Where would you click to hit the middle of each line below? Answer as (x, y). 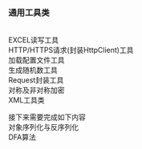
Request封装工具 (36, 80)
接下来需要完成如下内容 (47, 117)
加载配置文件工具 (37, 60)
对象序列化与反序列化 (43, 127)
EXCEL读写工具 (34, 40)
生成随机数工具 (33, 70)
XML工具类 (27, 100)
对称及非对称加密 (37, 91)
